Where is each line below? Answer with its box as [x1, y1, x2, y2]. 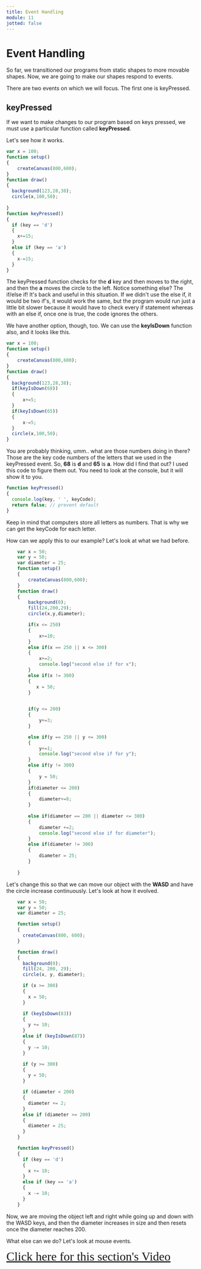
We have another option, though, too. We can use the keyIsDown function [6, 322, 192, 329]
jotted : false [6, 20, 43, 26]
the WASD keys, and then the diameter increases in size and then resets [6, 1219, 187, 1226]
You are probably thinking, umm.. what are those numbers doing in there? [6, 447, 190, 455]
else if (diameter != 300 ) [28, 841, 94, 848]
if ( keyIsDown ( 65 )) [12, 408, 59, 414]
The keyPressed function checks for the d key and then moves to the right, [6, 278, 194, 286]
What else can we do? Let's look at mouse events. [6, 1237, 132, 1245]
